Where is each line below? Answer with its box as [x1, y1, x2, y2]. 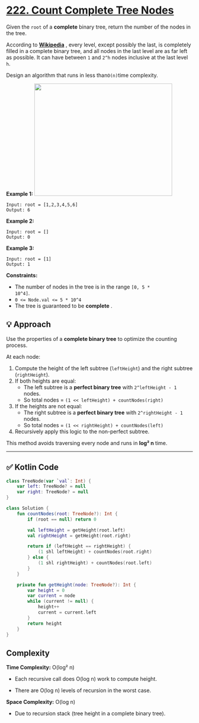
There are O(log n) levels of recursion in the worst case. [14, 687, 152, 694]
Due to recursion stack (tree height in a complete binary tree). [14, 710, 166, 717]
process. [6, 342, 28, 349]
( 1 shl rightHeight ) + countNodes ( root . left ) [37, 560, 152, 566]
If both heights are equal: [14, 377, 76, 384]
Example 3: [6, 245, 34, 252]
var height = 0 [27, 587, 65, 593]
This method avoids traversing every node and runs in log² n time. [6, 439, 168, 446]
